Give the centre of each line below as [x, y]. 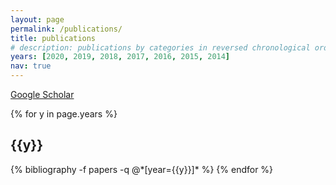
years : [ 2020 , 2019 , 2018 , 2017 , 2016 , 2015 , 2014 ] [120, 57]
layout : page [37, 19]
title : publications [53, 38]
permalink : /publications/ [66, 29]
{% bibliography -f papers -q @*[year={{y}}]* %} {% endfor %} [142, 169]
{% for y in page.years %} [64, 114]
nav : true [31, 66]
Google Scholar [42, 94]
